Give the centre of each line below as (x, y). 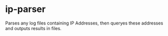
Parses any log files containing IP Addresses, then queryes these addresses (84, 23)
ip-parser (25, 9)
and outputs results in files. (33, 28)
